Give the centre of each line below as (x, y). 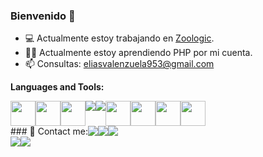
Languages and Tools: (57, 87)
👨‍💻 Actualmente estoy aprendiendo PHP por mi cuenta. (138, 53)
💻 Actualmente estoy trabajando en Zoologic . (119, 38)
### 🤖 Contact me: (49, 131)
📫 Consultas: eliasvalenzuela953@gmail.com (119, 64)
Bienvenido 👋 (43, 16)
